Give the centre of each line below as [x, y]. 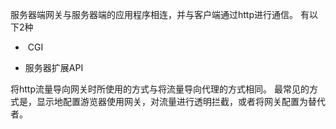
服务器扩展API [54, 67]
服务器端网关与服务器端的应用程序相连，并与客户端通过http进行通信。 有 [160, 14]
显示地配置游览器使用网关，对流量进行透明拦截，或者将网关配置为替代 [181, 101]
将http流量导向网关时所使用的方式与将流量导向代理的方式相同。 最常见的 [160, 89]
